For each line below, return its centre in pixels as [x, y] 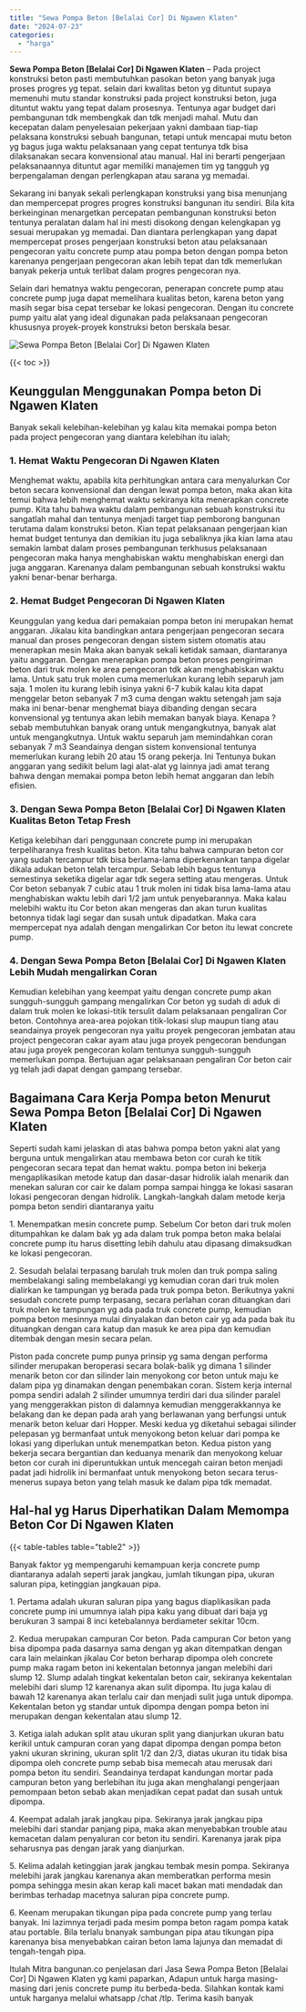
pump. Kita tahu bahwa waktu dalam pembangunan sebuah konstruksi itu [147, 509]
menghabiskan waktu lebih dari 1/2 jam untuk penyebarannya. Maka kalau [148, 898]
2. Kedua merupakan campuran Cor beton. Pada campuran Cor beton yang [150, 1638]
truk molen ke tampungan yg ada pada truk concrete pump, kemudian [140, 1309]
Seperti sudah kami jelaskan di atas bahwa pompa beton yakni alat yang [145, 1148]
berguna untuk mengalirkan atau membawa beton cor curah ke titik [136, 1158]
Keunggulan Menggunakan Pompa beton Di [136, 391]
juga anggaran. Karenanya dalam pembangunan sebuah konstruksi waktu [148, 568]
